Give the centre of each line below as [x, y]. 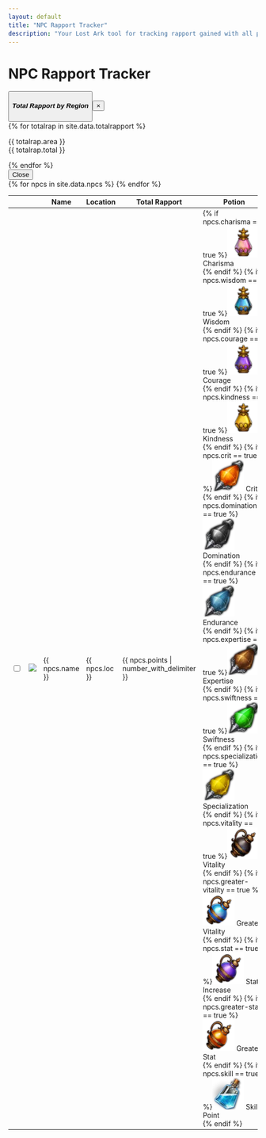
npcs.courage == [231, 338]
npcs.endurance [229, 572]
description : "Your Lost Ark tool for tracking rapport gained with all [131, 33]
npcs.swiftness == [233, 697]
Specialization [226, 806]
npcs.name [61, 668]
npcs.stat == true [231, 948]
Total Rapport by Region [51, 106]
